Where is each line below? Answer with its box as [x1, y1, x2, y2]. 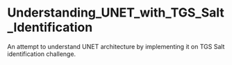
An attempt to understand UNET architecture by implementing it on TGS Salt [7, 42, 225, 50]
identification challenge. [7, 50, 76, 58]
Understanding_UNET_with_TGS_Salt [7, 5, 224, 21]
